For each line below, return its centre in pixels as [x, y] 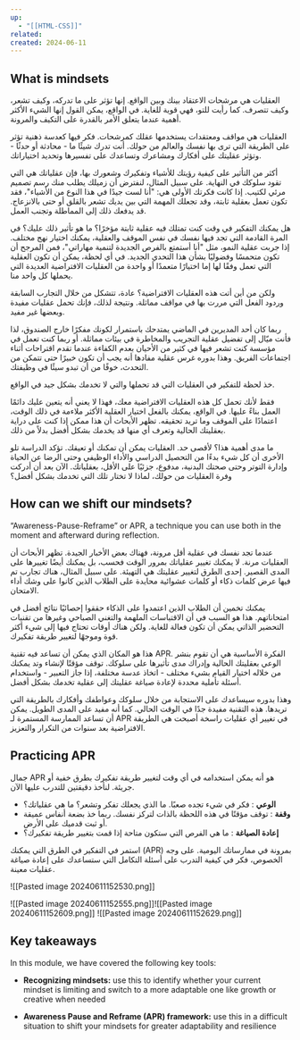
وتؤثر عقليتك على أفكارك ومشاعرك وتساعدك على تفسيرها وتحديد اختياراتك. [136, 155]
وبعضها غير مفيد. [37, 312]
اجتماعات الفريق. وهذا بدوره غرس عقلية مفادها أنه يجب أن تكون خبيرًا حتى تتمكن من [150, 357]
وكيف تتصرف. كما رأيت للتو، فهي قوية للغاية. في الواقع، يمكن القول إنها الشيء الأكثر [150, 110]
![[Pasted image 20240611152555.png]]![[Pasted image [111, 903]
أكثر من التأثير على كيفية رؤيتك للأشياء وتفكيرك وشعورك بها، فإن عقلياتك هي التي [144, 173]
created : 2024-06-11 [49, 42]
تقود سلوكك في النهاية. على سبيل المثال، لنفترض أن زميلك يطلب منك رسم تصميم [146, 182]
